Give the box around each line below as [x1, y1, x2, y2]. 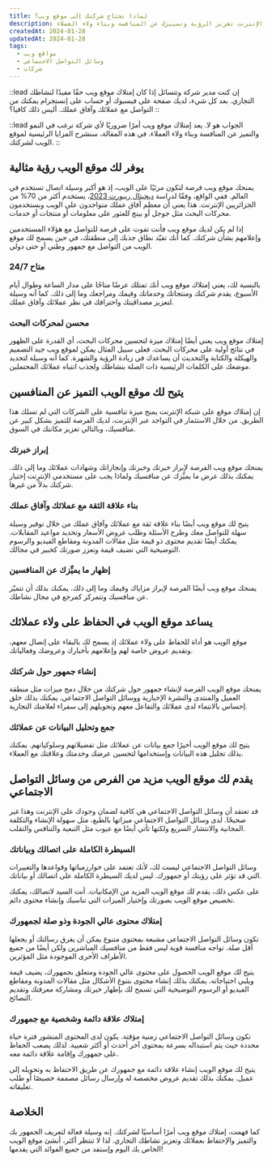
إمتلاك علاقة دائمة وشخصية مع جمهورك [9, 1013, 145, 1024]
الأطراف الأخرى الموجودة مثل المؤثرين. [9, 951, 128, 961]
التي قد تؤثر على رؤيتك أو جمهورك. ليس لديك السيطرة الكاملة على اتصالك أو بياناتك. [9, 871, 262, 880]
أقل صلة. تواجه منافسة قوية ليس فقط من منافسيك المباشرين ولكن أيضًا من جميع [9, 942, 253, 952]
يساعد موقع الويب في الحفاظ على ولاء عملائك [9, 615, 213, 629]
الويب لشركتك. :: [9, 137, 61, 147]
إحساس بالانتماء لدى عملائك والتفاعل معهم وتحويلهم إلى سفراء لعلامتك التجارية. [9, 701, 248, 711]
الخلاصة [9, 1105, 44, 1119]
